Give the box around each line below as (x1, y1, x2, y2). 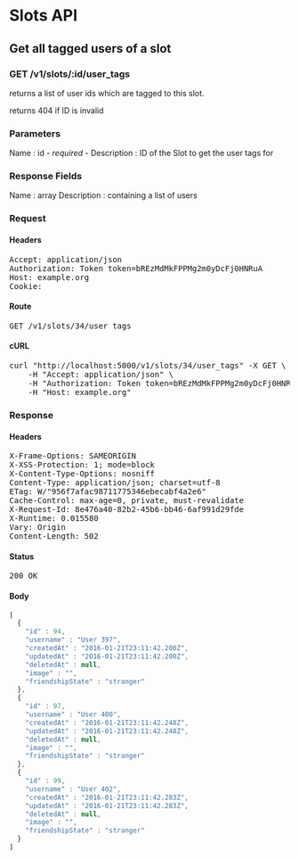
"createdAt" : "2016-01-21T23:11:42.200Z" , (25, 644, 190, 653)
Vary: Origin (9, 523, 67, 533)
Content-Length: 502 (9, 532, 100, 541)
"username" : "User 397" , (25, 635, 122, 645)
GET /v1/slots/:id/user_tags (9, 68, 131, 80)
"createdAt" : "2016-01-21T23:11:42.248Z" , (25, 718, 190, 727)
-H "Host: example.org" (28, 387, 132, 397)
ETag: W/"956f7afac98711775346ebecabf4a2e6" (9, 487, 207, 497)
